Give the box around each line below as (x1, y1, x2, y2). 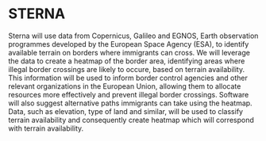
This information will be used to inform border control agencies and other (8, 73, 248, 82)
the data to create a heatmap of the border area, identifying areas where (8, 56, 245, 66)
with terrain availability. (8, 124, 84, 133)
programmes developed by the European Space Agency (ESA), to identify (8, 39, 249, 48)
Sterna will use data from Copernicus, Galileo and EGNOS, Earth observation (8, 31, 259, 40)
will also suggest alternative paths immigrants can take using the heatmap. (8, 98, 253, 108)
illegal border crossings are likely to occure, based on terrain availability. (8, 64, 245, 74)
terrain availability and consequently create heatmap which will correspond (8, 115, 254, 124)
